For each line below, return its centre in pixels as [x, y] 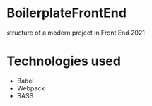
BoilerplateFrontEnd [66, 13]
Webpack [31, 88]
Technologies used [64, 61]
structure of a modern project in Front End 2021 [76, 33]
